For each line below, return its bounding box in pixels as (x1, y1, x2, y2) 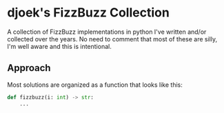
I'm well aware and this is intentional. (7, 42, 112, 50)
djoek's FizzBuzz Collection (7, 5, 170, 21)
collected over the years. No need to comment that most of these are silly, (7, 34, 218, 43)
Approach (7, 62, 51, 74)
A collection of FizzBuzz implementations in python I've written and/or (7, 28, 207, 36)
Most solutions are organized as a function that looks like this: (7, 81, 183, 89)
